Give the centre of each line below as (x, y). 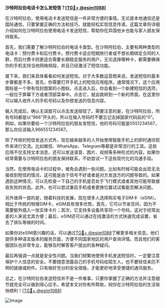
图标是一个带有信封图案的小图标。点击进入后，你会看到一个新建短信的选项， (82, 88)
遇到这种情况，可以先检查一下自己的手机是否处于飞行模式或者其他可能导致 (80, 181)
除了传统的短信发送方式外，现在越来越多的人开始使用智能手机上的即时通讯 (80, 140)
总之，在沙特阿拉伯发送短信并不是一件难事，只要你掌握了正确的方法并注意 (80, 278)
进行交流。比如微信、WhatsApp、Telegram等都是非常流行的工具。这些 (85, 146)
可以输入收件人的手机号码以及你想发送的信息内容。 (57, 101)
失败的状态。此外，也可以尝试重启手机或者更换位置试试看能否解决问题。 (82, 187)
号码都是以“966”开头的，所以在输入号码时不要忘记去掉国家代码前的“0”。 (83, 117)
